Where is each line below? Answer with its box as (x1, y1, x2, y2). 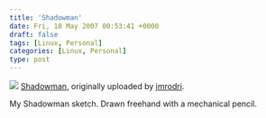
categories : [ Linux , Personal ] (9, 47, 127, 56)
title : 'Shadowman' (9, 13, 83, 23)
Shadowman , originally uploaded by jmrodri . (20, 81, 185, 91)
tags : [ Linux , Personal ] (9, 38, 103, 48)
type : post (9, 55, 50, 64)
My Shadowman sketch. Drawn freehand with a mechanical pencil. (9, 98, 257, 109)
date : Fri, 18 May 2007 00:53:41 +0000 (9, 22, 160, 31)
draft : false (9, 30, 59, 39)
